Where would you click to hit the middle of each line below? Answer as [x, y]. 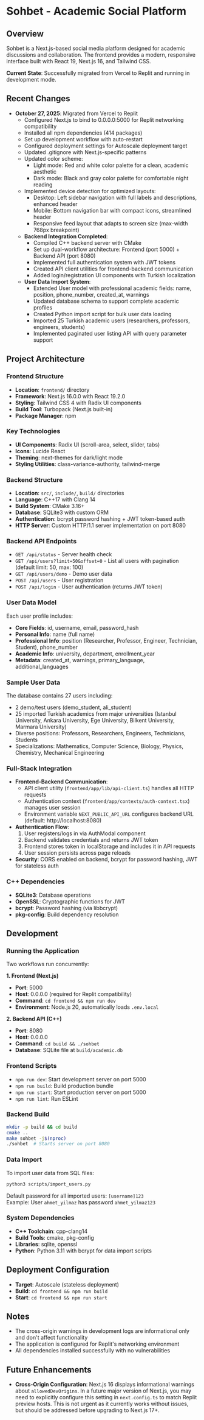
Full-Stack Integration [39, 768]
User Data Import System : [57, 281]
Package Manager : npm [46, 415]
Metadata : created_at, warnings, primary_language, [80, 660]
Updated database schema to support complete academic [106, 301]
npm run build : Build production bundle [64, 1086]
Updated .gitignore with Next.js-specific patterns [85, 152]
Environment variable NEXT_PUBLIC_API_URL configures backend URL [109, 814]
